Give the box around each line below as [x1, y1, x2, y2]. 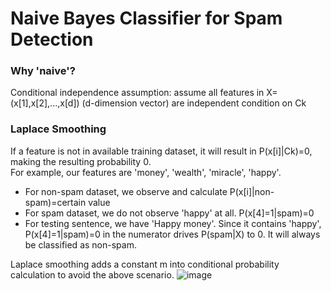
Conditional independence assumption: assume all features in [10, 87, 265, 99]
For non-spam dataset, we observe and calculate [24, 185, 228, 197]
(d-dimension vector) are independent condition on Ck [81, 97, 307, 109]
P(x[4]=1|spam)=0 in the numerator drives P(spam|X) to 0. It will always [24, 228, 321, 240]
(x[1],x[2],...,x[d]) [10, 97, 80, 109]
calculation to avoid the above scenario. [10, 268, 175, 281]
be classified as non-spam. [24, 238, 137, 251]
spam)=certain [24, 196, 87, 208]
